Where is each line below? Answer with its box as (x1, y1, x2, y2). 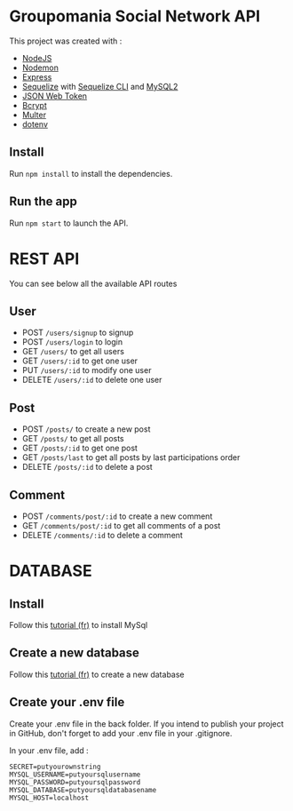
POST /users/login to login (21, 337, 123, 347)
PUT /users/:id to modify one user (21, 365, 152, 376)
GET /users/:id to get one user (21, 355, 139, 366)
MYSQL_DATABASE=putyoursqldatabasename (9, 785, 157, 794)
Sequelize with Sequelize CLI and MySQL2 (21, 81, 178, 91)
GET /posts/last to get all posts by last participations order (21, 452, 241, 463)
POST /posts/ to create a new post (21, 424, 151, 434)
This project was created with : (9, 36, 123, 46)
